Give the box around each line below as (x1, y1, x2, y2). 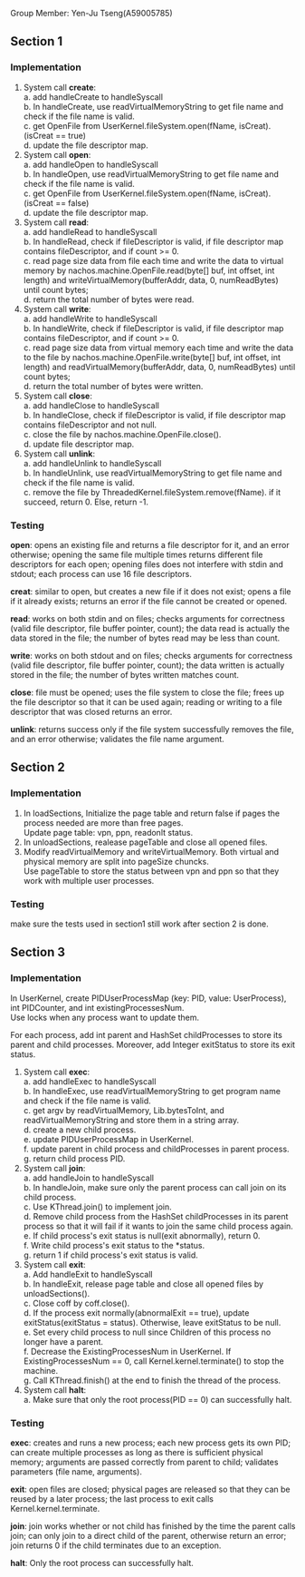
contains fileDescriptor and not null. (23, 419, 157, 430)
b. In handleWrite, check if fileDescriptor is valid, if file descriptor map (23, 322, 284, 334)
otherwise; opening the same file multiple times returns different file (10, 549, 263, 560)
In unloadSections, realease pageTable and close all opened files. (23, 837, 268, 847)
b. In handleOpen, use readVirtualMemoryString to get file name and (23, 168, 279, 180)
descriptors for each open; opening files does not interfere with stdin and (10, 558, 284, 570)
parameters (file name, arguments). (10, 1465, 143, 1477)
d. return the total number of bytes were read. (23, 294, 195, 305)
